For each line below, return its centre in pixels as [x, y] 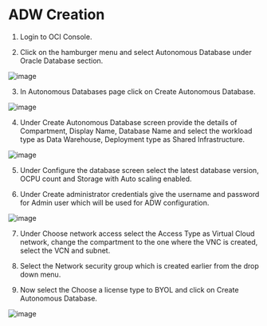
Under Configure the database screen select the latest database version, [139, 170]
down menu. [40, 274]
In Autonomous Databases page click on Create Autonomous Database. [137, 91]
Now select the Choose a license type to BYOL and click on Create [129, 289]
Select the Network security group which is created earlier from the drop [139, 265]
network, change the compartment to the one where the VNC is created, [139, 242]
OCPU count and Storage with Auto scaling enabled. [106, 179]
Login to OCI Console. [56, 37]
